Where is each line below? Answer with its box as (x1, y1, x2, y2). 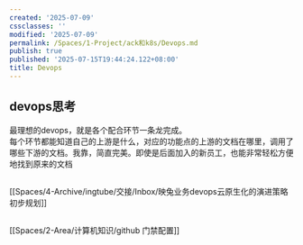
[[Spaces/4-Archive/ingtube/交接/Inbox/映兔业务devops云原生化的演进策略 (9, 186, 289, 197)
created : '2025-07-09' (9, 13, 95, 23)
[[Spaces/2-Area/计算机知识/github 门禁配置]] (9, 225, 180, 236)
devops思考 (9, 99, 77, 114)
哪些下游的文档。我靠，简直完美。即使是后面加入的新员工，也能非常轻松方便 (9, 147, 294, 158)
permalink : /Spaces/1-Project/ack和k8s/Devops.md (9, 38, 198, 48)
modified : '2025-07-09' (9, 30, 99, 39)
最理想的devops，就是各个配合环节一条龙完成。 (9, 124, 188, 135)
